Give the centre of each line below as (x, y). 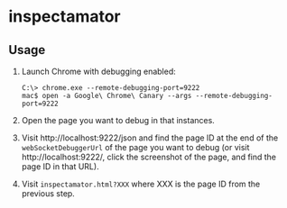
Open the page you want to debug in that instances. (118, 120)
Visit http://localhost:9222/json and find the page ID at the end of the (150, 138)
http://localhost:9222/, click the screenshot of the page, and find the (149, 157)
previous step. (48, 194)
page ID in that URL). (60, 167)
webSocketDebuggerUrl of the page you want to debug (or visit (135, 147)
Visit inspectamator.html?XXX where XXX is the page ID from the (141, 184)
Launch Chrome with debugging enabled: (99, 71)
